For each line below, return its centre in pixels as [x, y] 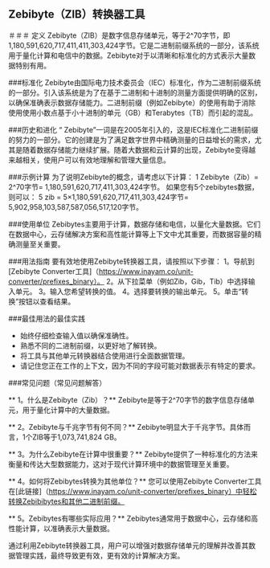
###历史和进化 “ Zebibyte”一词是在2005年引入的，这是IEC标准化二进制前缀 [133, 129]
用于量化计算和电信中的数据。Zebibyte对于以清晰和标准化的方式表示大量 [129, 55]
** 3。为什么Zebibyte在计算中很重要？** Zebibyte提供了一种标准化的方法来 [133, 454]
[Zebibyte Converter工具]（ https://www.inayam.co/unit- [101, 271]
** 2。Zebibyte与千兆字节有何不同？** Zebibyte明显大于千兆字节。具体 [126, 427]
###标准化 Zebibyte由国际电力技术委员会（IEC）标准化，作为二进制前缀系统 [135, 82]
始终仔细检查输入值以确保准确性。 [76, 335]
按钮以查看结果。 [47, 301]
